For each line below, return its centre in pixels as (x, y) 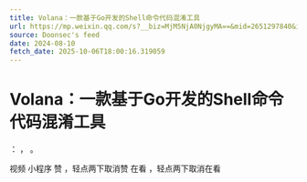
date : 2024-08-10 (42, 43)
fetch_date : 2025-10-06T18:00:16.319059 (88, 52)
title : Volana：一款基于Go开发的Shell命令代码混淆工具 (105, 18)
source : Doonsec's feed (55, 35)
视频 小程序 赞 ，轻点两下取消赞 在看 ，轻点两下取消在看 (115, 168)
